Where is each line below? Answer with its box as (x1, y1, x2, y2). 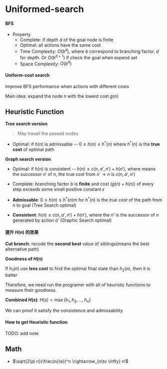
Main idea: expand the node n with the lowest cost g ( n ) (5, 93, 119, 99)
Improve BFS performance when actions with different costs (5, 83, 129, 89)
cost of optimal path (12, 146, 54, 152)
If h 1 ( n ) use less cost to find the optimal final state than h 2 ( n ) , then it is (5, 265, 150, 273)
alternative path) (5, 246, 39, 252)
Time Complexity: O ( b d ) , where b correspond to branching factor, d (19, 48, 159, 55)
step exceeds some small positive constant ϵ (12, 187, 105, 193)
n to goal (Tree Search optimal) (12, 202, 76, 208)
